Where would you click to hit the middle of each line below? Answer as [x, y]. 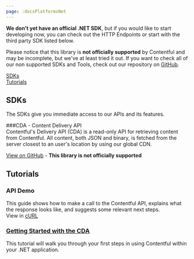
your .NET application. [33, 250]
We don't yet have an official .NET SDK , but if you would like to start [89, 28]
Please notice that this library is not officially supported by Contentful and [96, 52]
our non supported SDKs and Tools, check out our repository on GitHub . [93, 64]
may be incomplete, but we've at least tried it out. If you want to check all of [97, 58]
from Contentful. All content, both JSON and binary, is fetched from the [91, 138]
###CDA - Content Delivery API [44, 126]
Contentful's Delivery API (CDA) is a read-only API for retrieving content [92, 132]
